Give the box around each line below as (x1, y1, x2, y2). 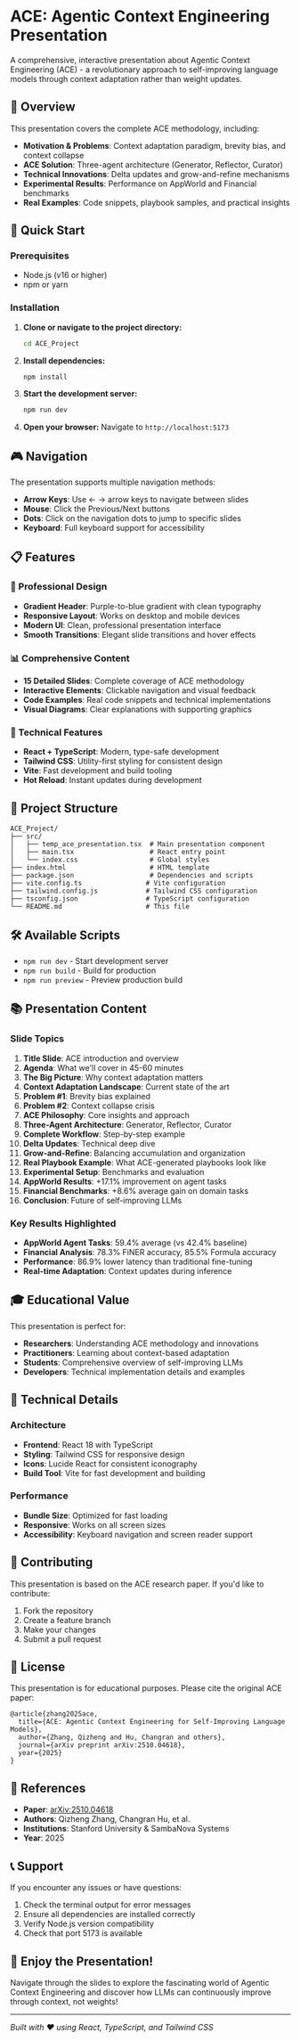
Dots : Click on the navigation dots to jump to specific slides (22, 513, 241, 524)
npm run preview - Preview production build (22, 975, 183, 985)
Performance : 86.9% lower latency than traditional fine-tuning (22, 1256, 253, 1267)
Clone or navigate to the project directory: (22, 322, 182, 332)
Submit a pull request (22, 1633, 101, 1645)
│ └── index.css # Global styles (10, 855, 210, 865)
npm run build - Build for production (22, 965, 157, 976)
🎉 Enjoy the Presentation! (10, 1954, 154, 1969)
